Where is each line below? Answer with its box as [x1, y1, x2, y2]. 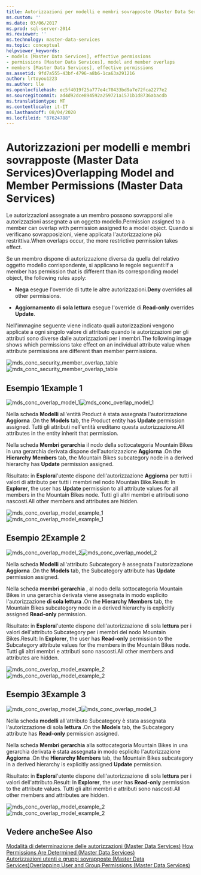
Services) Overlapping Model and [6, 166, 175, 180]
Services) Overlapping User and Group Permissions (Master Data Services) [6, 862, 190, 869]
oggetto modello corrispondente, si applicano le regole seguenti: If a [6, 262, 173, 269]
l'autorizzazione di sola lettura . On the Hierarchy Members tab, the [6, 598, 173, 605]
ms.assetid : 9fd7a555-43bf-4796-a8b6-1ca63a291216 [6, 70, 135, 76]
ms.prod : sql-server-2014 [6, 25, 71, 32]
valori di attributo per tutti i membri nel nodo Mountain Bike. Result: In [6, 479, 176, 485]
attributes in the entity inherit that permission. [6, 430, 118, 437]
